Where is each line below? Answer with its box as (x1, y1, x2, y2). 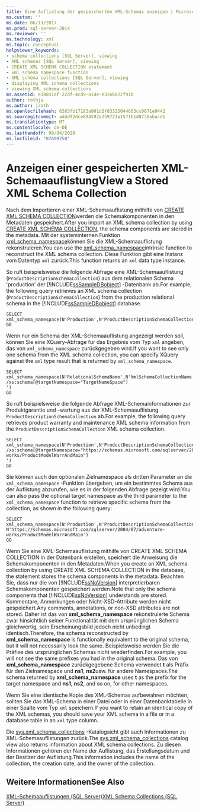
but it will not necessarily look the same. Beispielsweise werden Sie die (6, 642, 179, 649)
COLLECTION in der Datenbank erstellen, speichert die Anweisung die (6, 554, 178, 561)
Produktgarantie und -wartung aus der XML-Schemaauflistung (6, 406, 159, 413)
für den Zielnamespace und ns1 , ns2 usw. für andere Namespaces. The (6, 667, 178, 674)
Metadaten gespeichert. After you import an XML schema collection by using (6, 219, 192, 226)
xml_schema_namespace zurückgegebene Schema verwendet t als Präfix (6, 661, 190, 668)
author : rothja (6, 97, 44, 103)
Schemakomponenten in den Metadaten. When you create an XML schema (6, 560, 188, 567)
